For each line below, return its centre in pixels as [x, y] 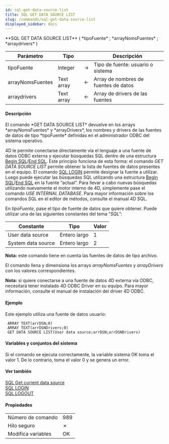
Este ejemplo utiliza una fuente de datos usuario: [56, 314]
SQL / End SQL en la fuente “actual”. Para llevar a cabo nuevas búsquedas [81, 183]
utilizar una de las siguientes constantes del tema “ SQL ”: [64, 214]
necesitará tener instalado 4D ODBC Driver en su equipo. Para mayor [77, 286]
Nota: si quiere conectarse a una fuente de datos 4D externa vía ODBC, [79, 281]
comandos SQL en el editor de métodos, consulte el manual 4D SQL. [76, 199]
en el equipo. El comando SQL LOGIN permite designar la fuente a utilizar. [82, 172]
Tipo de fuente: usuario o [123, 65]
